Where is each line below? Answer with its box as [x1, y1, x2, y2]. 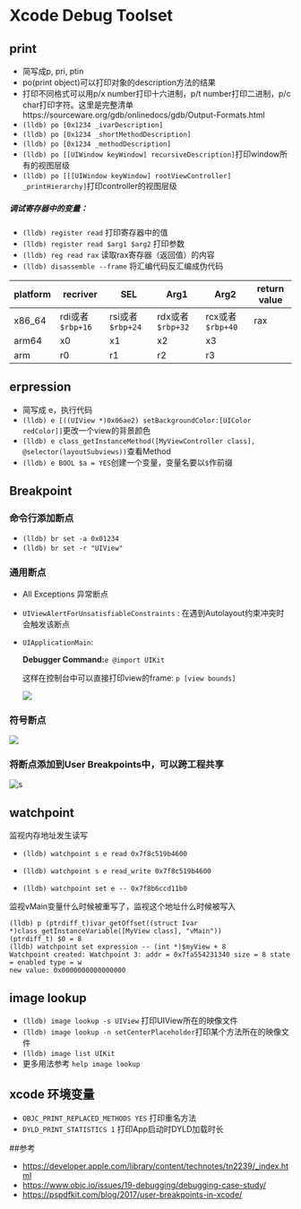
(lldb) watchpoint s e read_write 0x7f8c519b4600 [21, 867, 212, 876]
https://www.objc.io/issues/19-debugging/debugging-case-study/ [21, 1179, 267, 1190]
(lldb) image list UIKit [21, 1049, 116, 1058]
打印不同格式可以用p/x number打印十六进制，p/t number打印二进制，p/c [21, 89, 291, 99]
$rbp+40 [205, 322, 238, 332]
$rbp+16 [59, 322, 92, 332]
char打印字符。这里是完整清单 [21, 99, 134, 110]
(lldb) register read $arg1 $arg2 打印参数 [21, 238, 185, 249]
